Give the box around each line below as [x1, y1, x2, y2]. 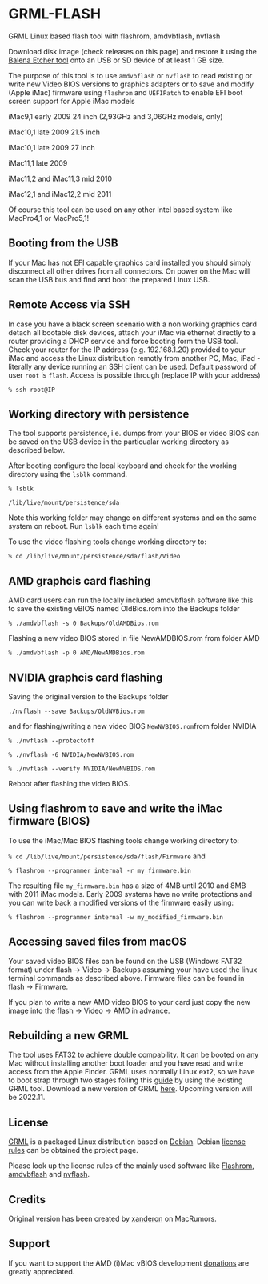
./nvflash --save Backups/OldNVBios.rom [8, 707, 146, 715]
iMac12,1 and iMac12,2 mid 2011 [8, 189, 112, 198]
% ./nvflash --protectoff [8, 737, 94, 745]
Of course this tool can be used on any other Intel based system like [8, 205, 233, 214]
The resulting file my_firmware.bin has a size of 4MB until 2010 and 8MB [8, 881, 246, 890]
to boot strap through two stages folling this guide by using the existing [8, 1075, 243, 1085]
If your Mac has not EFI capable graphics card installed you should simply [8, 258, 252, 267]
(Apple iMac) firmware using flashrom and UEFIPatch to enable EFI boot [8, 87, 243, 97]
